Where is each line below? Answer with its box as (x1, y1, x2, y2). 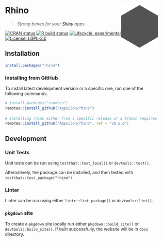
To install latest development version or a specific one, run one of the (5, 85, 144, 91)
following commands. (5, 90, 48, 97)
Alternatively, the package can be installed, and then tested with (5, 169, 133, 175)
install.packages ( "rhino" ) (5, 63, 60, 68)
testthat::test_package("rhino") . (5, 175, 74, 180)
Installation (5, 49, 40, 58)
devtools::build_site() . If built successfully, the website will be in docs (5, 226, 148, 232)
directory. (5, 231, 24, 237)
